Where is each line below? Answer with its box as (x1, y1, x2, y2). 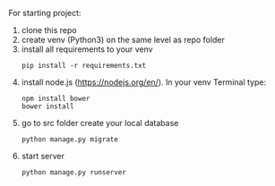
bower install (21, 102, 74, 111)
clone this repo (21, 25, 77, 35)
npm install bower (21, 94, 90, 103)
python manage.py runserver (21, 168, 126, 177)
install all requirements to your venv (21, 44, 153, 55)
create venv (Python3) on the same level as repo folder (21, 35, 225, 45)
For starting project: (8, 8, 82, 18)
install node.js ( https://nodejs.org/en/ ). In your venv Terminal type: (21, 77, 266, 88)
